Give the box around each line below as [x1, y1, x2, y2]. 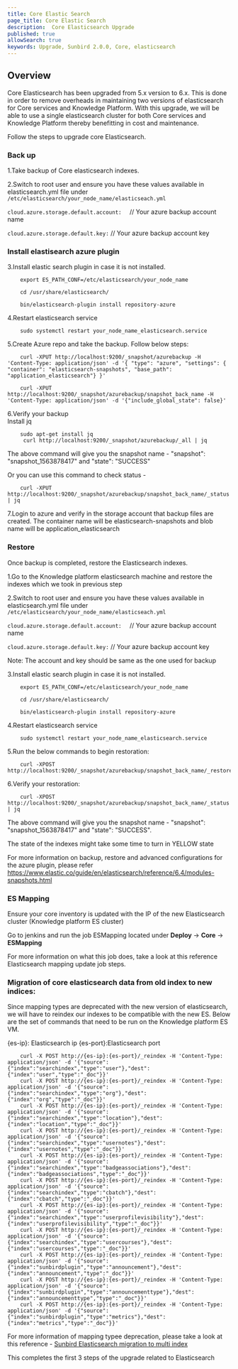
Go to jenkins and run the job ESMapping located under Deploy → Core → [7, 931, 224, 939]
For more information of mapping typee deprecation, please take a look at [7, 1332, 223, 1341]
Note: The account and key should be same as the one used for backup [7, 656, 217, 665]
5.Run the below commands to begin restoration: [7, 747, 149, 756]
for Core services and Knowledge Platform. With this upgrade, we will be [7, 104, 220, 112]
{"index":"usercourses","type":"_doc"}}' [7, 1245, 132, 1253]
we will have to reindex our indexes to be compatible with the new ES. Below [7, 1010, 231, 1019]
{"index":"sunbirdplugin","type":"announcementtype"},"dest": [7, 1289, 195, 1296]
